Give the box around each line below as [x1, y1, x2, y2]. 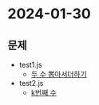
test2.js [18, 79, 44, 87]
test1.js [18, 60, 42, 69]
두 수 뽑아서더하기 [30, 69, 87, 79]
